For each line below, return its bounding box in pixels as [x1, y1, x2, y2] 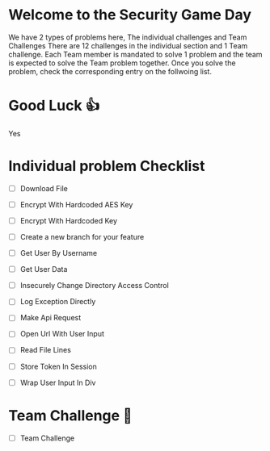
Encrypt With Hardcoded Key [19, 215, 118, 225]
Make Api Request [19, 313, 82, 323]
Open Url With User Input [19, 329, 105, 339]
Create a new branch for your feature [19, 232, 145, 241]
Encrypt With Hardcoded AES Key [19, 199, 133, 209]
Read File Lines [19, 345, 71, 355]
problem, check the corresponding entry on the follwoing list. [8, 66, 213, 76]
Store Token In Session [19, 361, 97, 371]
